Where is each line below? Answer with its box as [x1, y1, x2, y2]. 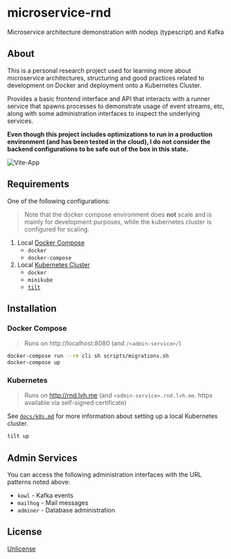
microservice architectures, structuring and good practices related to [7, 74, 205, 82]
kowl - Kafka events [17, 491, 74, 499]
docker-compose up [7, 359, 60, 366]
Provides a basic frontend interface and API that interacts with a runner [7, 94, 210, 103]
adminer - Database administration [17, 506, 116, 514]
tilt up [7, 433, 30, 440]
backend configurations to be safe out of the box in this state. [7, 144, 189, 153]
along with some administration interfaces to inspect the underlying [7, 109, 200, 117]
